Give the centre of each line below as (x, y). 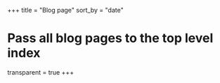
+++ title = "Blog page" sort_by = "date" (66, 10)
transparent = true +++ (41, 72)
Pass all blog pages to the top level (110, 38)
